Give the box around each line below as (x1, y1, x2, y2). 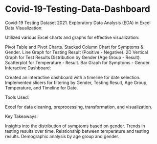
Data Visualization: (5, 25, 43, 30)
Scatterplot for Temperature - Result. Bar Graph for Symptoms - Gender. (5, 59, 151, 65)
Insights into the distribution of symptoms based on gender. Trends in (5, 123, 145, 129)
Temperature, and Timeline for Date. (5, 85, 78, 90)
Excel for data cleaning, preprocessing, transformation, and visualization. (5, 104, 153, 110)
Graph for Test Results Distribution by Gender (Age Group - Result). (5, 54, 141, 60)
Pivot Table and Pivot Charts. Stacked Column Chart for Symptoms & (5, 44, 144, 50)
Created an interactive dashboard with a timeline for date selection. (5, 74, 141, 80)
